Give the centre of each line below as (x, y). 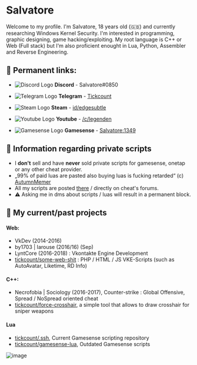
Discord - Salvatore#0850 (86, 84)
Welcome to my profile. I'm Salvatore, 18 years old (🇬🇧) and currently (91, 26)
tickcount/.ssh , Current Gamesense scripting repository (82, 338)
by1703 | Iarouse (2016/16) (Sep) (54, 247)
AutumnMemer (33, 182)
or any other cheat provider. (48, 169)
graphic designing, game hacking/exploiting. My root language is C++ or (94, 39)
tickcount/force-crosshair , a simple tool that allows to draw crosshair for (102, 305)
